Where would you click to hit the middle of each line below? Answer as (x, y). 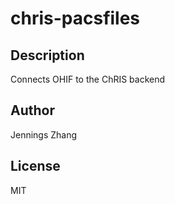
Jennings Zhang (44, 134)
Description (47, 55)
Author (32, 110)
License (35, 166)
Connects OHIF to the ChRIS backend (88, 79)
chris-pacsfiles (75, 18)
